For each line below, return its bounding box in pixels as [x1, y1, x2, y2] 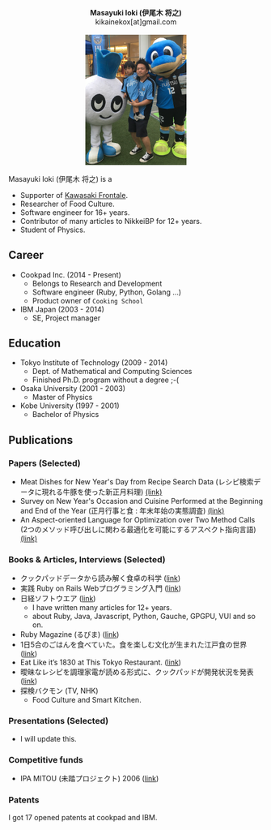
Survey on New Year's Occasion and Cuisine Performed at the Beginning [19, 497, 263, 506]
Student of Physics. [19, 225, 86, 234]
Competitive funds [8, 754, 83, 765]
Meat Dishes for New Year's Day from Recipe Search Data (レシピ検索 [19, 477, 254, 487]
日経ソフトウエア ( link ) [19, 594, 96, 604]
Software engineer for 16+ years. [19, 207, 130, 217]
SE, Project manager [32, 312, 101, 323]
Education [8, 336, 61, 350]
